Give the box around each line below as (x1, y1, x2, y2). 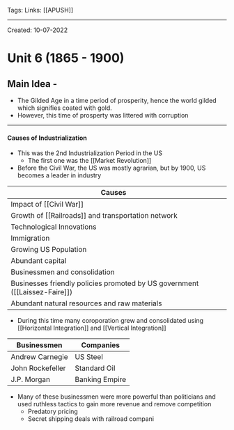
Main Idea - (7, 78, 58, 90)
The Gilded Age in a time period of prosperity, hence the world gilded (17, 97, 217, 104)
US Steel (75, 352, 103, 362)
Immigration (10, 233, 50, 243)
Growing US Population (10, 245, 87, 255)
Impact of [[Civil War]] (10, 200, 84, 209)
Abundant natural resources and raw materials (10, 298, 162, 308)
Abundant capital (10, 256, 67, 266)
